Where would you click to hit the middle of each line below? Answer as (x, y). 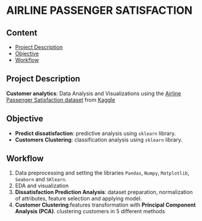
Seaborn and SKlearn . (41, 179)
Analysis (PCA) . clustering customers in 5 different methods (90, 211)
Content (22, 33)
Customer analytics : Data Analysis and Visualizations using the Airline (94, 93)
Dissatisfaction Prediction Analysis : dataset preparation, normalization (104, 192)
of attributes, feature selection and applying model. (78, 199)
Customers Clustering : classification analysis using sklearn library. (99, 140)
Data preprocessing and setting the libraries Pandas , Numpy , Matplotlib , (102, 173)
